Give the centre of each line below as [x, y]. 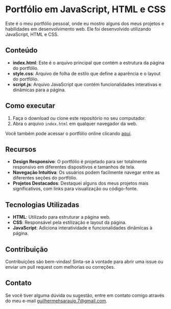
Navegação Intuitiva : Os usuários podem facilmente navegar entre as [86, 172]
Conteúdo [21, 50]
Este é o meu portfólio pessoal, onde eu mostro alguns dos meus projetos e [85, 23]
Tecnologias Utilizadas [42, 205]
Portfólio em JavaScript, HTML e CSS [86, 9]
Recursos [21, 149]
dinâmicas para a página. [39, 90]
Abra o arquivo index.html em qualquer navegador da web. [75, 123]
